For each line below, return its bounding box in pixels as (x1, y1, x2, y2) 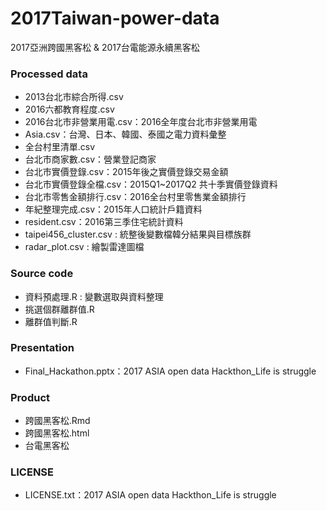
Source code (10, 267, 74, 281)
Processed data (10, 67, 88, 81)
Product (10, 390, 51, 404)
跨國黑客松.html (24, 427, 90, 439)
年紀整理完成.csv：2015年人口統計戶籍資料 (24, 203, 203, 216)
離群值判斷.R (24, 315, 78, 327)
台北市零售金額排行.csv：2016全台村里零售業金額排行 (24, 191, 247, 203)
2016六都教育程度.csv (24, 103, 115, 116)
